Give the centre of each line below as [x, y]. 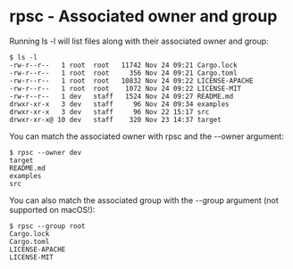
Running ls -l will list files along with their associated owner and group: [139, 41]
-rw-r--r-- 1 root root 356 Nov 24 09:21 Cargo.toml [124, 73]
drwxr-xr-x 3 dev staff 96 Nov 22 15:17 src [109, 112]
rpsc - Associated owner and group [143, 16]
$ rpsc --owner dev [46, 152]
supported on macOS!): [52, 209]
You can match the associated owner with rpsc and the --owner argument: [146, 136]
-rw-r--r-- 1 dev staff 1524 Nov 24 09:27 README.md [121, 96]
